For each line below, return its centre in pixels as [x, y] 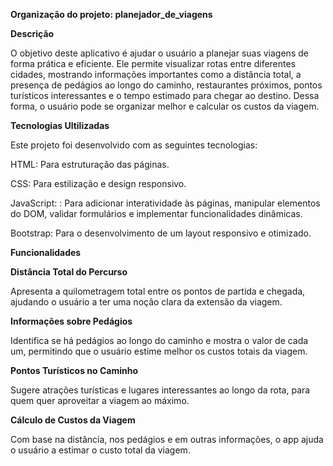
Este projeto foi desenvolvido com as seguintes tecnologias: [134, 145]
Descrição [32, 33]
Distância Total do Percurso [69, 272]
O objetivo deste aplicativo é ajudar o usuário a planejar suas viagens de [159, 53]
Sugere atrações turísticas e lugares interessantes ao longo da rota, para [160, 390]
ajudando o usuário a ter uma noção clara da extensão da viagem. [146, 302]
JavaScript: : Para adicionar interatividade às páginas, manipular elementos [165, 203]
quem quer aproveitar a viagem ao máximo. [100, 400]
